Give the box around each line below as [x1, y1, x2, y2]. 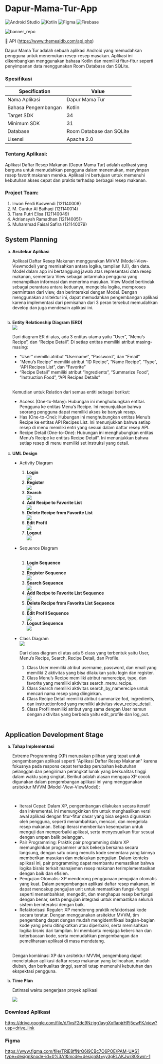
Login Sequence [26, 560, 61, 565]
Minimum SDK [7, 120, 40, 127]
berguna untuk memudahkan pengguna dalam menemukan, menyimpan [5, 167, 149, 173]
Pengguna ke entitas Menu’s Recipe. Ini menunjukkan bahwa [19, 404, 141, 410]
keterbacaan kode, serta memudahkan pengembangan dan [19, 933, 139, 939]
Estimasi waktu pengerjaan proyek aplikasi [12, 987, 98, 993]
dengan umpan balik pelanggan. [19, 834, 84, 840]
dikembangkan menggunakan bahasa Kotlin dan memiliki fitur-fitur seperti [5, 58, 154, 64]
